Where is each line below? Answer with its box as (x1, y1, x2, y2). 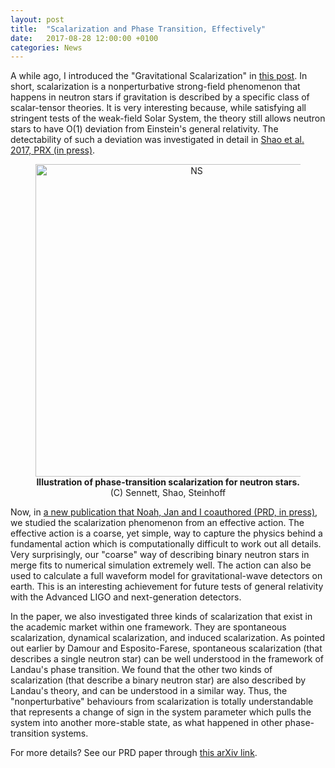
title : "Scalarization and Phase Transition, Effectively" (10, 24, 267, 34)
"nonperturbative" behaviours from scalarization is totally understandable (10, 696, 314, 708)
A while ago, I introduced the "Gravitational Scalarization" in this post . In (10, 70, 308, 82)
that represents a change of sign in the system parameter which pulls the (10, 706, 312, 718)
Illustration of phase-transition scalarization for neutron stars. (36, 476, 300, 488)
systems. (51, 727, 89, 740)
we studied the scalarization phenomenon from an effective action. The (10, 517, 305, 529)
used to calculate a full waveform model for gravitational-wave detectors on (10, 570, 323, 582)
